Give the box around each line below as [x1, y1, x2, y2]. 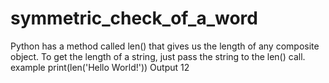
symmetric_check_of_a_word [10, 7, 258, 30]
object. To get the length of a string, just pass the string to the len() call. [10, 50, 306, 62]
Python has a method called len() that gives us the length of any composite [10, 40, 320, 52]
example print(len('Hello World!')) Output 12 [10, 61, 190, 73]
